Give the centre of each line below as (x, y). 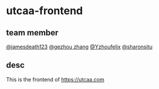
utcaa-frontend (44, 11)
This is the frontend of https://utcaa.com (55, 79)
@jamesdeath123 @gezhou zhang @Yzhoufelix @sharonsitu (79, 47)
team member (32, 33)
